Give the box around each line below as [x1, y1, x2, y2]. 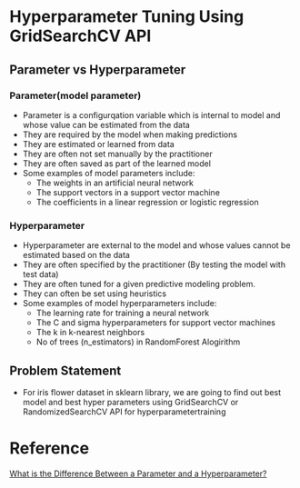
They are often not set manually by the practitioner [22, 148, 213, 159]
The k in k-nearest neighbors [35, 327, 145, 338]
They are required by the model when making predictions [22, 129, 238, 140]
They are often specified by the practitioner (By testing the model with [22, 259, 286, 270]
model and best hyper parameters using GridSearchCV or [22, 396, 239, 407]
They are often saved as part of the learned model [22, 157, 212, 169]
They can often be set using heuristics [22, 288, 166, 299]
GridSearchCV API [9, 25, 152, 46]
